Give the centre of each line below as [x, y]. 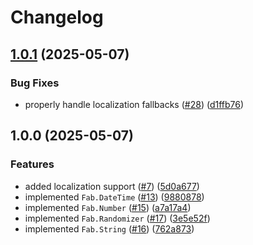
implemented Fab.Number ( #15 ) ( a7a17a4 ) [108, 207]
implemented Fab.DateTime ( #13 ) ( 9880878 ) [114, 197]
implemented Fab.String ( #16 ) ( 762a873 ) [109, 228]
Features [32, 164]
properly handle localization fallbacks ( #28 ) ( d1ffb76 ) [134, 104]
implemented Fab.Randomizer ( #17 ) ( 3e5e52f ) [117, 218]
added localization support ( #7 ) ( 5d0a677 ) [112, 186]
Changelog [57, 17]
